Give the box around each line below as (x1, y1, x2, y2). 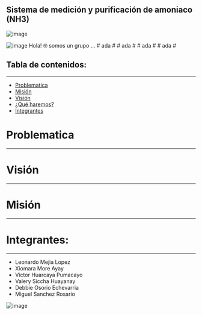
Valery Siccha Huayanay (14, 278, 76, 285)
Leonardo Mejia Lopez (14, 258, 71, 266)
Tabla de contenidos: (6, 60, 87, 70)
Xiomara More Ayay (14, 265, 64, 272)
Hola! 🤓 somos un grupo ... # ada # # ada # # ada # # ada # (29, 42, 176, 49)
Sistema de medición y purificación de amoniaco (6, 5, 193, 15)
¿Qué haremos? (14, 101, 54, 108)
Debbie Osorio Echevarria (14, 284, 79, 292)
